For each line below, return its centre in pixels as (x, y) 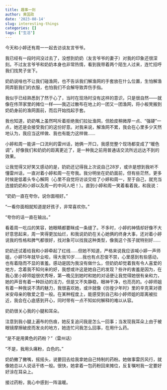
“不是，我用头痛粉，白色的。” (34, 349)
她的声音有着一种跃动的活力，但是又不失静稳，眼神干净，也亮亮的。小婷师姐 (83, 282)
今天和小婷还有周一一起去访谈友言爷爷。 (46, 47)
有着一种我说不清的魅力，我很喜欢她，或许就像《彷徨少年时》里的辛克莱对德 (83, 288)
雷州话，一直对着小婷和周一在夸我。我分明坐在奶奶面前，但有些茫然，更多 (85, 173)
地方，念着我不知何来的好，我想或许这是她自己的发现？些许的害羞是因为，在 (83, 269)
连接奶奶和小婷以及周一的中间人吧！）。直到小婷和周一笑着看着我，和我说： (83, 185)
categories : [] (21, 28)
